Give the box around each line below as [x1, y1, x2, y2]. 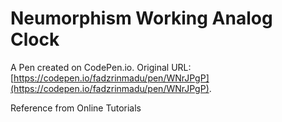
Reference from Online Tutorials [10, 102, 142, 114]
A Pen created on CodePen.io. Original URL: [10, 61, 192, 73]
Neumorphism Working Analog [10, 7, 273, 30]
